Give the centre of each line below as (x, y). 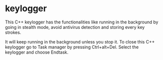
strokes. (13, 32)
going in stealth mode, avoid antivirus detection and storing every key (75, 27)
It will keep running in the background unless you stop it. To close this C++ (80, 41)
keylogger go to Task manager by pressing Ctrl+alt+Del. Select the (72, 47)
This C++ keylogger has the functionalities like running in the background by (82, 22)
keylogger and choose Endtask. (37, 52)
